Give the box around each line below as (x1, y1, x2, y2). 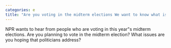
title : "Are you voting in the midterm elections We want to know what (5, 12, 160, 17)
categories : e (5, 7, 36, 13)
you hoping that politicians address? (5, 36, 81, 43)
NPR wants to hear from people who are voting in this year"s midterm (5, 26, 151, 32)
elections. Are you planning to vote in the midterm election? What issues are (5, 31, 165, 37)
